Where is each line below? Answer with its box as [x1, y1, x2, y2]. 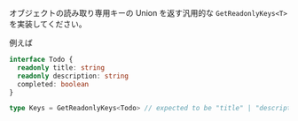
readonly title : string [17, 63, 105, 72]
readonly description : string [17, 72, 129, 80]
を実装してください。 [9, 19, 87, 29]
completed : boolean [17, 79, 90, 88]
